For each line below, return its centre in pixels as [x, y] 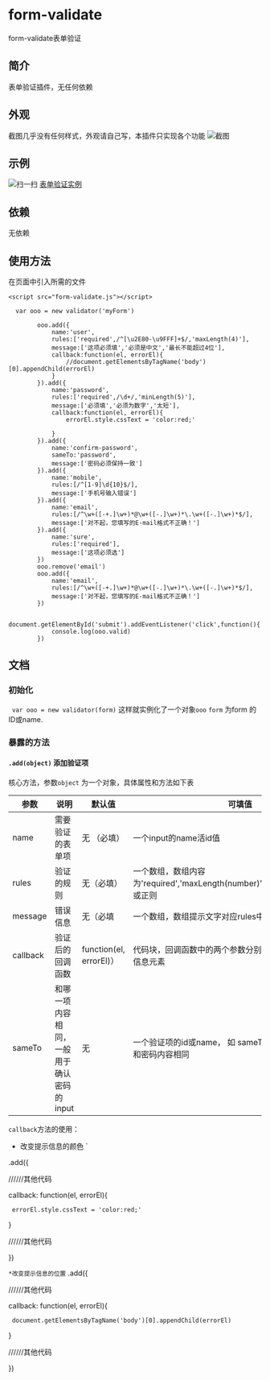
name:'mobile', [77, 477]
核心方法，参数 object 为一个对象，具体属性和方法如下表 [101, 782]
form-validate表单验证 [45, 38]
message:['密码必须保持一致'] [97, 464]
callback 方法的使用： [44, 1129]
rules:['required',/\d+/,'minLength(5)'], [123, 397]
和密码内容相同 [162, 1054]
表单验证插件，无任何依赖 [51, 87]
